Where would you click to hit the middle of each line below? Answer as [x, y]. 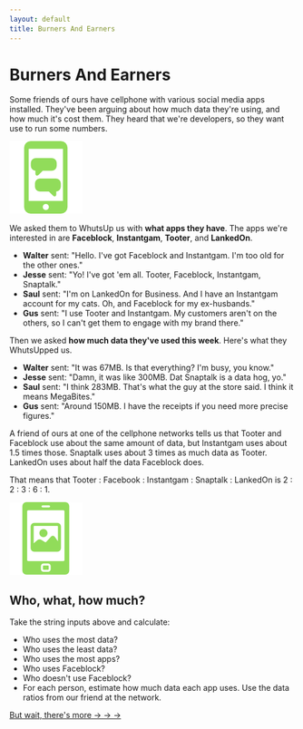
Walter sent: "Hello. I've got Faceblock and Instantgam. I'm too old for [153, 256]
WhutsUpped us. [41, 350]
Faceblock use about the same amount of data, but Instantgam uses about [148, 443]
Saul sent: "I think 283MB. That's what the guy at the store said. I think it [158, 387]
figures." [39, 416]
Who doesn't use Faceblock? [77, 678]
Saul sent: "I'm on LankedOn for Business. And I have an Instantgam [150, 294]
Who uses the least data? [70, 649]
